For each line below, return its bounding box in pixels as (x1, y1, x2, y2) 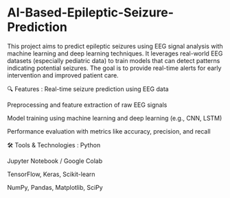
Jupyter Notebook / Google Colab (7, 156, 103, 165)
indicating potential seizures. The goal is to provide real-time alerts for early (7, 64, 222, 72)
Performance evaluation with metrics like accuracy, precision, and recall (7, 127, 211, 135)
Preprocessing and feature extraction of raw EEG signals (7, 101, 168, 109)
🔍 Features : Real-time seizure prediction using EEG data (7, 84, 170, 93)
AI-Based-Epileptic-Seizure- (7, 5, 174, 21)
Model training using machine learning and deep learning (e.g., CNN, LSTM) (7, 114, 222, 122)
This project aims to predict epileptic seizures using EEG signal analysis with (7, 42, 223, 50)
